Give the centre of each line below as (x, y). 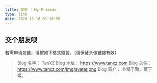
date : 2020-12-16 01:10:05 (33, 19)
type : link (16, 14)
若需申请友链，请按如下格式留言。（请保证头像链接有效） (62, 53)
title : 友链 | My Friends (31, 10)
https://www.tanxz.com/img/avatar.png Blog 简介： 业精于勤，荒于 (84, 69)
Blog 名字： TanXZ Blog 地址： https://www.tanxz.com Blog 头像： (84, 63)
